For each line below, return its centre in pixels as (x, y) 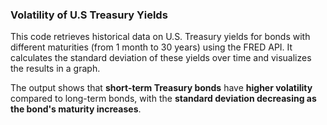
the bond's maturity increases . (76, 109)
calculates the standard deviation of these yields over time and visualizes (161, 58)
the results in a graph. (55, 69)
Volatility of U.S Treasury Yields (89, 15)
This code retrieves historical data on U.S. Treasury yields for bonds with (160, 37)
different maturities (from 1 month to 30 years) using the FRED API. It (151, 47)
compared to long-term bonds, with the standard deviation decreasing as (163, 99)
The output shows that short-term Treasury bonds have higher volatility (161, 88)
